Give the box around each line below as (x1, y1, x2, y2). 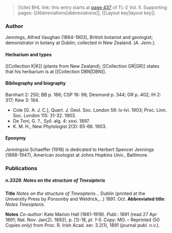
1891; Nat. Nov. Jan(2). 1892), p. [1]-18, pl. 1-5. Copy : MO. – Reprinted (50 (5, 217, 160, 223)
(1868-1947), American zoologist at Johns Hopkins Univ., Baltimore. (5, 151, 149, 158)
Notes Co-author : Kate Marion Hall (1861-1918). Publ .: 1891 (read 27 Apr (5, 211, 158, 217)
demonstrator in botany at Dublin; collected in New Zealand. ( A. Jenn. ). (5, 40, 156, 46)
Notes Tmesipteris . (5, 201, 45, 207)
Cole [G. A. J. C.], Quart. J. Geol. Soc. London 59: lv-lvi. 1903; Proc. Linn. (12, 107, 167, 113)
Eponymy (5, 135, 26, 141)
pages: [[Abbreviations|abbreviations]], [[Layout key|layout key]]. (17, 10, 157, 16)
